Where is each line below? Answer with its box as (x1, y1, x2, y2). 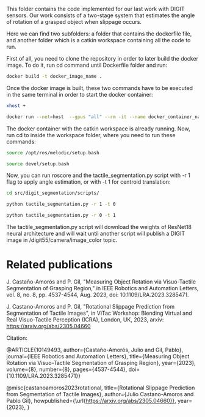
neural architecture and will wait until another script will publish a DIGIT (6, 230, 185, 237)
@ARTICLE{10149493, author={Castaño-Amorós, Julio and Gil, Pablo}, (6, 346, 184, 353)
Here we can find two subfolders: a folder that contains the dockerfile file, (6, 30, 192, 37)
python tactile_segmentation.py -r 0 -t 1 (6, 212, 116, 219)
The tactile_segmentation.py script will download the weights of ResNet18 (6, 224, 192, 230)
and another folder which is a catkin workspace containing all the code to (6, 37, 191, 43)
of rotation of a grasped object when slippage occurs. (6, 18, 142, 25)
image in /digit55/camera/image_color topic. (6, 236, 118, 244)
